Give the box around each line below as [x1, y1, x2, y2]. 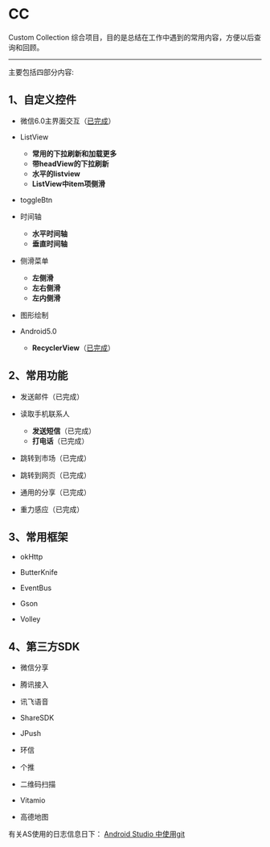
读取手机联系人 [19, 408, 70, 419]
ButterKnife [19, 568, 58, 577]
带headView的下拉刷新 [31, 159, 110, 168]
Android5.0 [19, 326, 58, 336]
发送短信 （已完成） [31, 426, 96, 436]
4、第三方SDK [8, 639, 80, 653]
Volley [19, 614, 41, 624]
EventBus [19, 583, 52, 593]
